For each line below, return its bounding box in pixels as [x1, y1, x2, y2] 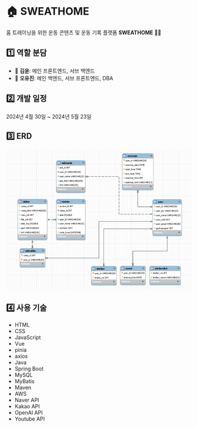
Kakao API [14, 403, 40, 410]
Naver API [14, 396, 39, 404]
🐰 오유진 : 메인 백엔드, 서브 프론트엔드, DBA [14, 74, 113, 81]
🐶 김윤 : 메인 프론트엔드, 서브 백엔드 [14, 67, 95, 74]
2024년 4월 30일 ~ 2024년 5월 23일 [6, 113, 92, 120]
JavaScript [14, 334, 41, 341]
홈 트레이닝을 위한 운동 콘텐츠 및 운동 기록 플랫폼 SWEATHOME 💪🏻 [6, 29, 162, 36]
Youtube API [14, 415, 45, 422]
